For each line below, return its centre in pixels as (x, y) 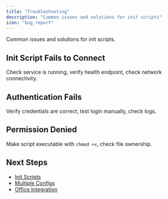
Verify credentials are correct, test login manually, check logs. (81, 111)
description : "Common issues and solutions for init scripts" (84, 17)
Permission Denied (42, 130)
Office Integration (36, 189)
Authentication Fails (44, 97)
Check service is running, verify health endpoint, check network (84, 72)
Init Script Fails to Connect (56, 58)
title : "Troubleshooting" (38, 12)
